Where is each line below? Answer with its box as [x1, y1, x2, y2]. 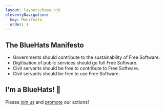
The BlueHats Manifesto [5, 40, 84, 49]
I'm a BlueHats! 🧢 [5, 85, 61, 94]
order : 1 [10, 21, 29, 27]
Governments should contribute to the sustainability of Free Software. [12, 54, 160, 60]
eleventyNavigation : [5, 12, 50, 17]
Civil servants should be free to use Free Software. [12, 71, 120, 77]
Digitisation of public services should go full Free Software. [12, 60, 138, 66]
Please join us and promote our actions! [5, 99, 89, 105]
